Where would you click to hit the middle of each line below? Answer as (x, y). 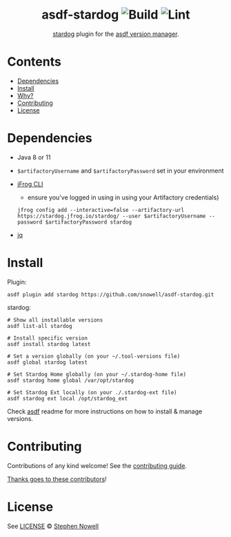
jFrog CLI (30, 184)
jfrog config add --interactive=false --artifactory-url (101, 210)
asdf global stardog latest (48, 362)
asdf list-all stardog (40, 326)
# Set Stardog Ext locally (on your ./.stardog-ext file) (92, 392)
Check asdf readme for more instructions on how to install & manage (105, 411)
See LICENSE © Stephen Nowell (53, 526)
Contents (34, 62)
